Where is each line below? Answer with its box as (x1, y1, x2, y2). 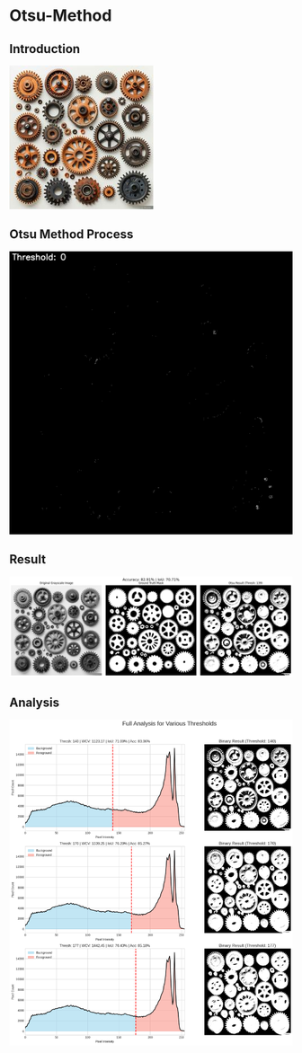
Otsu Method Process (9, 226, 134, 243)
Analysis (9, 695, 60, 710)
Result (9, 552, 47, 567)
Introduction (9, 41, 81, 57)
